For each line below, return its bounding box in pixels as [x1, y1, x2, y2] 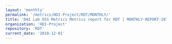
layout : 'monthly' [5, 7, 45, 13]
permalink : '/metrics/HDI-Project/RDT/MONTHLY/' [5, 12, 111, 17]
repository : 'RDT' [5, 26, 45, 31]
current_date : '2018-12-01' [5, 31, 66, 36]
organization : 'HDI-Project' [5, 21, 68, 27]
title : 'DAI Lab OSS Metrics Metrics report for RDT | [5, 17, 125, 22]
